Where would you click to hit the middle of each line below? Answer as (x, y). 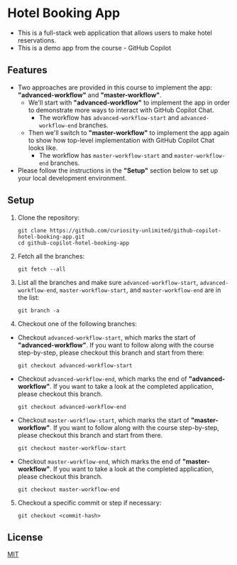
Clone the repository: (49, 217)
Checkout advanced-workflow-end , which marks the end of (102, 379)
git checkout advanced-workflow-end (72, 407)
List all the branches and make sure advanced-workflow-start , (108, 282)
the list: (28, 297)
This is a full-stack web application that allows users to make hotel (115, 33)
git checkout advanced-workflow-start (75, 365)
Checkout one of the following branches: (77, 323)
